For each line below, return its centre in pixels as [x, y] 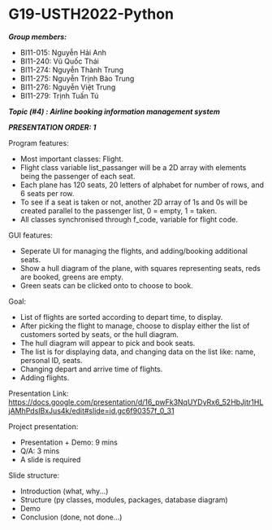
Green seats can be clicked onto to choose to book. [106, 285]
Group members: [38, 37]
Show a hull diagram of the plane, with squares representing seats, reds [140, 268]
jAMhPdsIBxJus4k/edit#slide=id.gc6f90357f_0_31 [91, 410]
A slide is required [50, 459]
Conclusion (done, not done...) [71, 517]
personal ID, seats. [51, 360]
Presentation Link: [39, 393]
